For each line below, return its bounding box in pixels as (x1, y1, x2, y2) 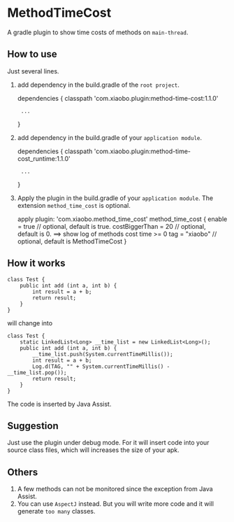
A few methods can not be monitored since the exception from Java (17, 485, 213, 493)
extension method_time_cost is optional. (17, 201, 131, 209)
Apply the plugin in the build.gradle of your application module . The (17, 194, 214, 202)
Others (7, 466, 38, 478)
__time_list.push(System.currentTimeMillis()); (32, 351, 173, 358)
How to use (7, 48, 57, 60)
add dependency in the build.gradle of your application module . (17, 133, 203, 141)
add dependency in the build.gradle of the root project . (17, 80, 180, 89)
